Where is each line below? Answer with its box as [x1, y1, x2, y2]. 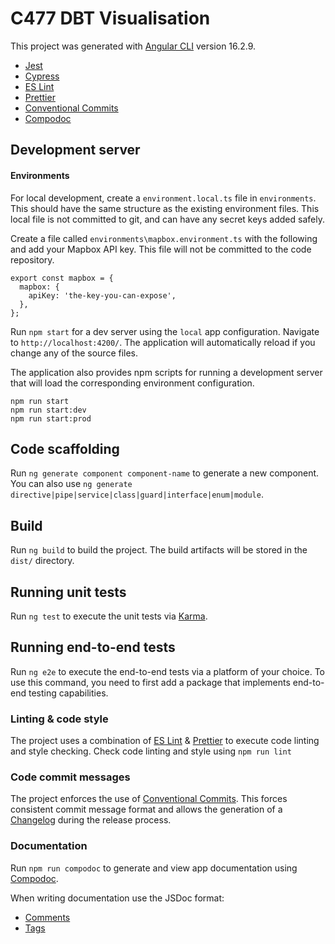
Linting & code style [10, 712, 109, 726]
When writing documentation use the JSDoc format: [10, 892, 225, 904]
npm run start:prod [10, 413, 92, 424]
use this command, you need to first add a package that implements [10, 676, 291, 688]
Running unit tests [10, 583, 127, 601]
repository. [10, 253, 55, 266]
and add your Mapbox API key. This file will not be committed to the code [10, 243, 312, 255]
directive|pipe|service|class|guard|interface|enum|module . [10, 488, 264, 501]
